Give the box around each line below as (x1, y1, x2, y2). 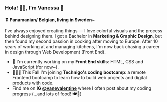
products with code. (12, 80, 54, 86)
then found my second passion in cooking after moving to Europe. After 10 (5, 38, 158, 44)
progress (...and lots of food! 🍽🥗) (12, 91, 82, 97)
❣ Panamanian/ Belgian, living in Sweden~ (5, 17, 95, 23)
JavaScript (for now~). (12, 64, 59, 70)
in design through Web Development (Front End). (5, 49, 106, 55)
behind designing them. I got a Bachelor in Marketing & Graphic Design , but (5, 33, 162, 39)
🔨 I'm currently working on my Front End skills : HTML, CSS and (12, 59, 143, 65)
